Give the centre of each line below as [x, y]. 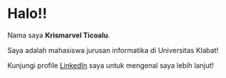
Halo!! [27, 14]
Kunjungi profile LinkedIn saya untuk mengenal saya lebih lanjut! [111, 65]
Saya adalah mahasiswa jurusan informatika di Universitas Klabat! [113, 50]
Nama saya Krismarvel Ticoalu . [59, 35]
